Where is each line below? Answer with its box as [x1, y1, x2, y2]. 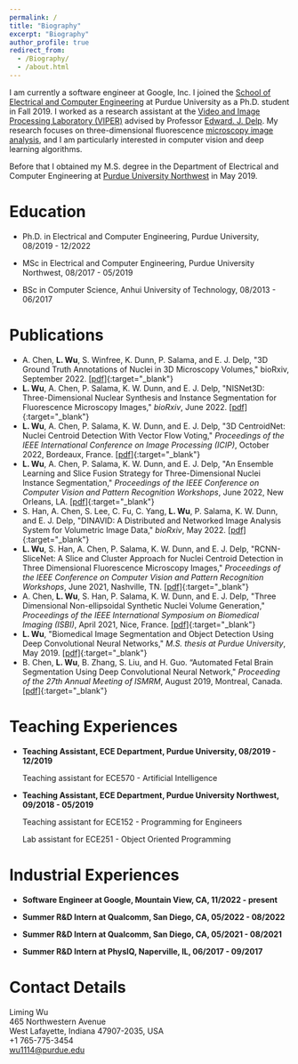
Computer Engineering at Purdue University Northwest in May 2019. [9, 170, 258, 181]
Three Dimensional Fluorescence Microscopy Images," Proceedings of [21, 562, 281, 573]
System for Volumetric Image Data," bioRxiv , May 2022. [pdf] [21, 524, 246, 535]
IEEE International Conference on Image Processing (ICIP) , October [21, 439, 270, 450]
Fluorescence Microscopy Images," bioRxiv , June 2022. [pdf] [21, 401, 247, 412]
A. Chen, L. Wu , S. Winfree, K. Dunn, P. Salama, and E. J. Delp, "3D [21, 354, 269, 365]
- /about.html [17, 63, 69, 72]
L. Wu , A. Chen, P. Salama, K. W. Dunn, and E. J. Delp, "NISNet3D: [21, 383, 265, 393]
